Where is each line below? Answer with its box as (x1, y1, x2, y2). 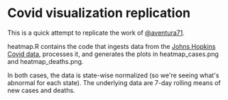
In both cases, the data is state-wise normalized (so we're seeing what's (7, 71, 219, 79)
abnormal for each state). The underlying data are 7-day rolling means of (7, 78, 222, 87)
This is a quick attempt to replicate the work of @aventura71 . (7, 28, 185, 37)
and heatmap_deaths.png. (7, 57, 84, 65)
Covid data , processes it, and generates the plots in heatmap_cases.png (7, 50, 219, 58)
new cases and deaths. (7, 86, 76, 94)
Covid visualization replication (7, 5, 191, 21)
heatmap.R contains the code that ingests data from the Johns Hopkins (7, 42, 216, 50)
